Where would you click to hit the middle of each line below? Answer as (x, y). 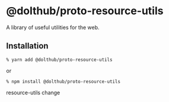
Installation (27, 46)
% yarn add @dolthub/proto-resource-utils (59, 60)
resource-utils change (33, 93)
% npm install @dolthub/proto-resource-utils (63, 81)
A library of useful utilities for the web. (53, 27)
